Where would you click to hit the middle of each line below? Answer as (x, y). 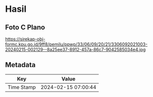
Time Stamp (22, 87)
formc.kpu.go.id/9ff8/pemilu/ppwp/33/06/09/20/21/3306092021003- (76, 44)
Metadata (20, 65)
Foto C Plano (25, 27)
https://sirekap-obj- (25, 39)
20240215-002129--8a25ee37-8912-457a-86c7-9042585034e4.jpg (76, 49)
